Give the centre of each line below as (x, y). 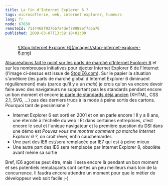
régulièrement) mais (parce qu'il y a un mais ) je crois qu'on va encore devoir (84, 84)
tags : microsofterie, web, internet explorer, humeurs (64, 15)
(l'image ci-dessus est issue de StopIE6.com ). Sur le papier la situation (78, 73)
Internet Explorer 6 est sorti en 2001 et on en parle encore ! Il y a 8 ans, (86, 115)
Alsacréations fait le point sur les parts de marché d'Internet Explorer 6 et (81, 63)
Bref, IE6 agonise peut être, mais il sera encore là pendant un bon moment (82, 162)
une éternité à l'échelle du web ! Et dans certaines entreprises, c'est (82, 120)
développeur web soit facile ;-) (37, 178)
